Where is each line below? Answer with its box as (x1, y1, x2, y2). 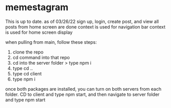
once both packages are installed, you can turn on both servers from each (5, 86, 162, 92)
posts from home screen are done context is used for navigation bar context (5, 23, 166, 30)
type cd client (12, 70, 42, 76)
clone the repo (12, 49, 44, 55)
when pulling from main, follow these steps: (5, 39, 97, 45)
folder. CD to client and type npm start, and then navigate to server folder (5, 91, 160, 97)
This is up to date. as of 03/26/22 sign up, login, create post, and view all (5, 18, 159, 24)
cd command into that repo (12, 54, 70, 60)
